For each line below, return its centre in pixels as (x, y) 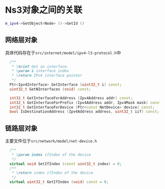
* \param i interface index (40, 71)
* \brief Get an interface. (40, 67)
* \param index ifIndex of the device (51, 155)
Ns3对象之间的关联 (44, 10)
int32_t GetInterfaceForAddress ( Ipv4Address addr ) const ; (71, 98)
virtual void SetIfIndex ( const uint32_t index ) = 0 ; (66, 164)
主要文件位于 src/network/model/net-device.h (51, 141)
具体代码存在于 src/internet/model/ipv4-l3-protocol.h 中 (63, 52)
